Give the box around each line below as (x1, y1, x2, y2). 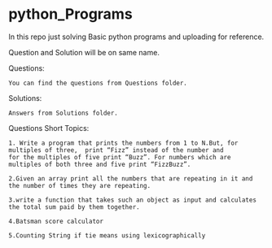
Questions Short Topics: (8, 123, 90, 133)
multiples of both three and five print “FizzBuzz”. (8, 160, 191, 168)
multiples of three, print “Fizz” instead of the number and (8, 146, 224, 154)
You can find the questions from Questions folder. (8, 79, 187, 87)
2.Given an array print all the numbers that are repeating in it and (8, 174, 253, 183)
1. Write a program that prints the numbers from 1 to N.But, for (8, 139, 239, 147)
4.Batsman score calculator (8, 217, 104, 225)
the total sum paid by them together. (8, 202, 140, 211)
